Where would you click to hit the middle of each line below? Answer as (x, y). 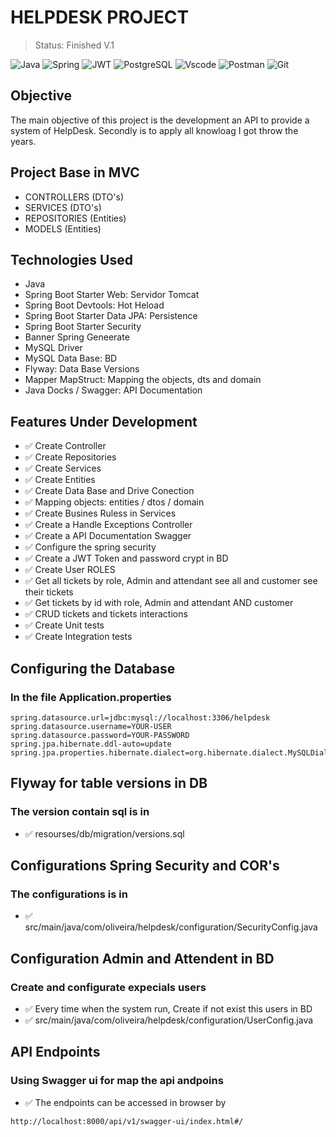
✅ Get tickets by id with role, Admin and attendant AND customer (159, 603)
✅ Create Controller (65, 446)
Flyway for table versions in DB (109, 783)
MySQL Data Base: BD (71, 358)
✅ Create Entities (60, 480)
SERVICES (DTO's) (63, 207)
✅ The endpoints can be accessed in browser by (125, 1102)
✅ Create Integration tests (78, 637)
